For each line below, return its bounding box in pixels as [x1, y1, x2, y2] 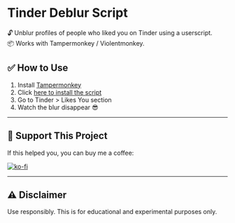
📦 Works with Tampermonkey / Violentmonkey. [7, 39, 145, 47]
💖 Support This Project [7, 130, 108, 142]
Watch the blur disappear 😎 [17, 103, 99, 111]
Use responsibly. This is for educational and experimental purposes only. [7, 208, 218, 216]
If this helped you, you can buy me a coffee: [7, 149, 134, 157]
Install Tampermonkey [17, 81, 82, 89]
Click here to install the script [17, 88, 102, 96]
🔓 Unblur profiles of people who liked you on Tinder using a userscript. [7, 28, 213, 36]
